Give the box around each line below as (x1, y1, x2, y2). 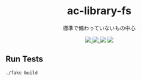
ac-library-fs (67, 4, 132, 18)
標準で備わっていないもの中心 (62, 24, 136, 31)
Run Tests (5, 54, 43, 64)
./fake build (5, 70, 38, 76)
